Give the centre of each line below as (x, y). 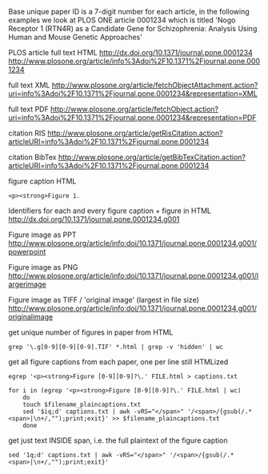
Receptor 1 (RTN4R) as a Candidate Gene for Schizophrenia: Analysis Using (133, 28)
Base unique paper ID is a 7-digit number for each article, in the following (129, 12)
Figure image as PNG (43, 267)
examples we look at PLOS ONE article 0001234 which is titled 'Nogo (122, 20)
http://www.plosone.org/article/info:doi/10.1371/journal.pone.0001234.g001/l (133, 276)
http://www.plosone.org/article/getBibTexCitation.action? (152, 157)
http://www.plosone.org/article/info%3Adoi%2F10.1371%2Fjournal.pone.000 (134, 61)
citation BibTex (32, 157)
